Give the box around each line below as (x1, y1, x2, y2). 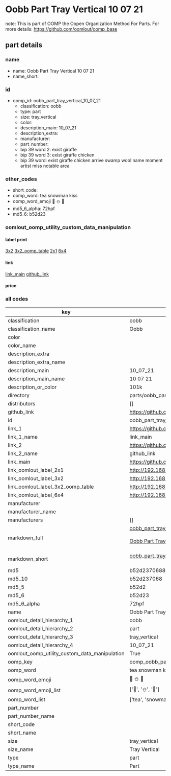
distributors (8, 400, 36, 407)
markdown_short (8, 556, 48, 563)
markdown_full (8, 534, 43, 541)
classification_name (8, 326, 55, 333)
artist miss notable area (20, 163, 70, 169)
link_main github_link (5, 271, 49, 277)
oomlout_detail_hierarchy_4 (8, 642, 73, 649)
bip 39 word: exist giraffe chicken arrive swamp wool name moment (20, 157, 163, 163)
